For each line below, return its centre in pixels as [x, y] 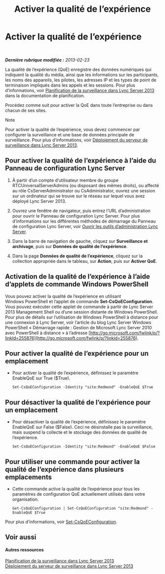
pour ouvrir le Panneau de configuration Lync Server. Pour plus [76, 216]
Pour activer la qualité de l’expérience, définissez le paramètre [75, 373]
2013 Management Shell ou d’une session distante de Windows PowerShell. [82, 312]
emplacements [28, 477]
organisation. [26, 499]
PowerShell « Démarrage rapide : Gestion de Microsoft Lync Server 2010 [79, 327]
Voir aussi [21, 537]
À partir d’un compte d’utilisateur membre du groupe [65, 180]
